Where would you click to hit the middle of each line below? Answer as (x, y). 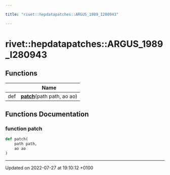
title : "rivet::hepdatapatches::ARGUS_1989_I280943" (62, 14)
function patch (24, 128)
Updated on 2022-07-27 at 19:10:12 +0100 (49, 167)
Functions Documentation (47, 114)
